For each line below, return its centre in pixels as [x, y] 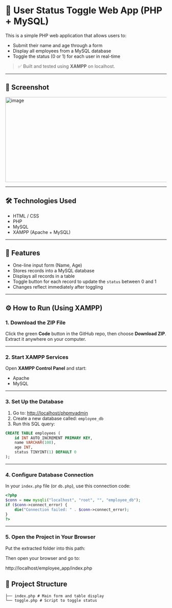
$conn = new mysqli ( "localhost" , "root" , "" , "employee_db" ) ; [73, 500]
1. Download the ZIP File [35, 322]
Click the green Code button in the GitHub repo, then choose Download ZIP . [86, 334]
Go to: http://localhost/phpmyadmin [50, 413]
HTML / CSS [26, 216]
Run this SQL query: [34, 424]
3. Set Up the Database [35, 402]
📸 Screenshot [27, 87]
